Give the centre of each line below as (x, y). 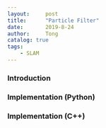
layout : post (33, 14)
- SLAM (30, 54)
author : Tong (33, 34)
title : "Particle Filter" (53, 21)
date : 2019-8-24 (41, 27)
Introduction (29, 78)
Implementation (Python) (51, 97)
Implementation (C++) (46, 116)
